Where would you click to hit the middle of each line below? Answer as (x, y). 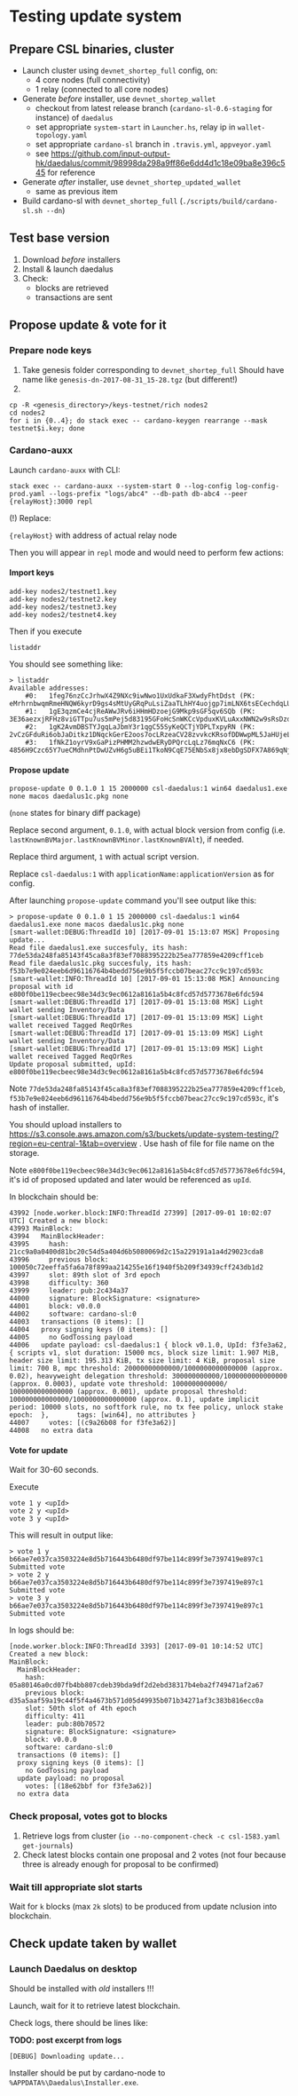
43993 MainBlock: (41, 1229)
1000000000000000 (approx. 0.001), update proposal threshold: (129, 1392)
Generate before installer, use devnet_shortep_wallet (119, 99)
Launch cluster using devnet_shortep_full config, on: (120, 70)
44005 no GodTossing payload (71, 1338)
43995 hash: (39, 1245)
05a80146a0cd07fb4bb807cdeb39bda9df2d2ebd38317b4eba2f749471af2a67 (137, 1685)
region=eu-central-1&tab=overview (73, 1143)
